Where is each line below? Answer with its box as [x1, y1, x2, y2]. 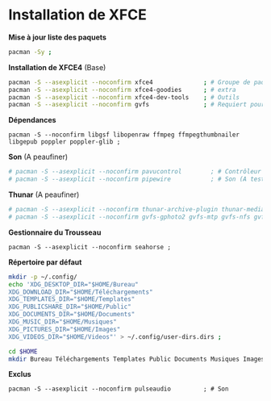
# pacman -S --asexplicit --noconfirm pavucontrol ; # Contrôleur [8, 168, 262, 176]
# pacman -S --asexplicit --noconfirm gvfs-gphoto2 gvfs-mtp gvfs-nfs [8, 212, 251, 221]
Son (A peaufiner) [8, 152, 69, 162]
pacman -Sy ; [8, 48, 52, 56]
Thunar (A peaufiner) [8, 190, 80, 199]
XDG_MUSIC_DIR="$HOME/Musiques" [8, 318, 117, 326]
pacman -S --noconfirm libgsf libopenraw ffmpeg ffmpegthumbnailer [8, 131, 240, 139]
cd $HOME [8, 347, 38, 356]
